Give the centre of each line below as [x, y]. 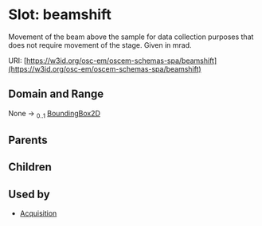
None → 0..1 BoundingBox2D [55, 114]
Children [30, 168]
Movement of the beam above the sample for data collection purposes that [131, 37]
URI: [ [18, 60]
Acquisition [38, 213]
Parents [28, 140]
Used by [29, 194]
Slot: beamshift [60, 15]
